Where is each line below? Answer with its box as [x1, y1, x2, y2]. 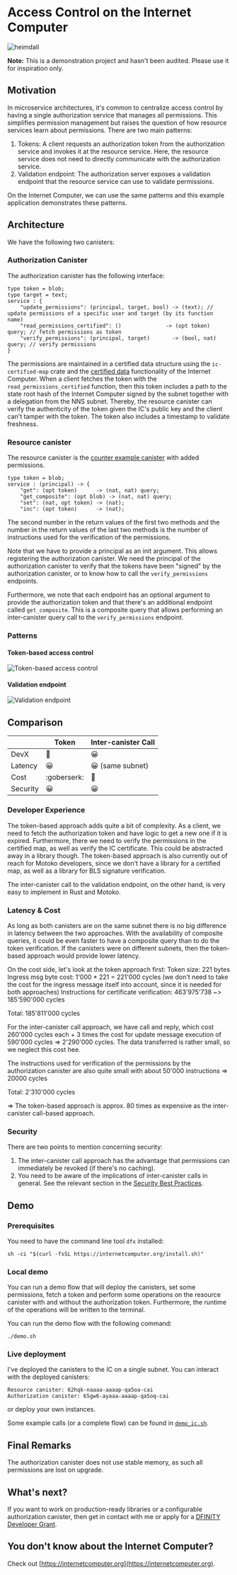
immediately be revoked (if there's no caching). [17, 1164, 156, 1172]
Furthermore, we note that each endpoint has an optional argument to [7, 590, 211, 599]
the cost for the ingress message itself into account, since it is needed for [7, 980, 222, 988]
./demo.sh [7, 1333, 37, 1340]
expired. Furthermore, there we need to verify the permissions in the [7, 836, 207, 844]
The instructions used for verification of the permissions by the [7, 1059, 191, 1067]
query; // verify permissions [7, 340, 97, 348]
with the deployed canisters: [7, 1373, 91, 1381]
